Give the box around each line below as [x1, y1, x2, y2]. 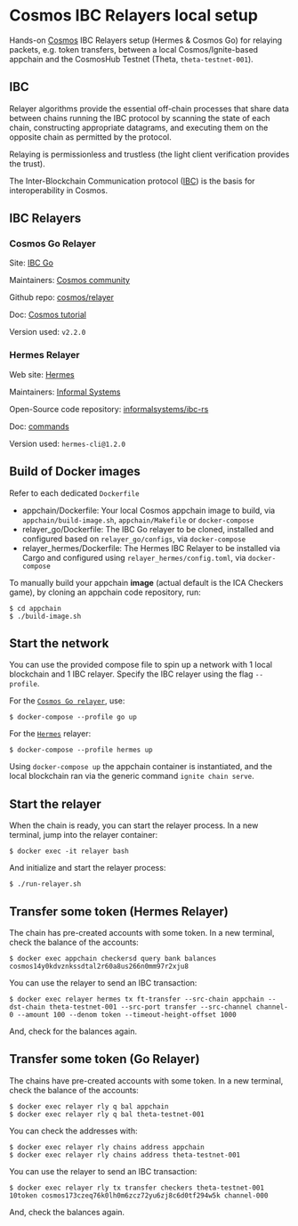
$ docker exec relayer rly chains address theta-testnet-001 [9, 1150, 241, 1159]
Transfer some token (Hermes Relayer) [9, 904, 230, 919]
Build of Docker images [9, 464, 141, 479]
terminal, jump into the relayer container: [9, 830, 158, 840]
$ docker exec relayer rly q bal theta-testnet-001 [9, 1109, 205, 1118]
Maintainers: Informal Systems [9, 386, 121, 397]
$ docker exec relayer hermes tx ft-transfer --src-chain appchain [9, 995, 265, 1003]
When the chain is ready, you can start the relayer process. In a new [9, 820, 259, 831]
